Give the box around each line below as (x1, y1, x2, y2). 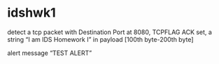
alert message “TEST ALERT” (7, 49, 92, 57)
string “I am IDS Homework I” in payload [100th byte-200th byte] (7, 35, 194, 43)
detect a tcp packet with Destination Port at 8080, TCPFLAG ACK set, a (7, 28, 212, 36)
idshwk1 (7, 5, 56, 21)
